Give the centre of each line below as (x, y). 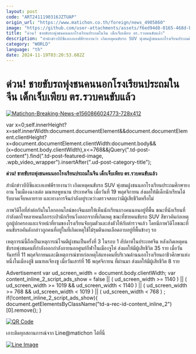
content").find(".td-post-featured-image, (55, 156)
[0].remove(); (22, 310)
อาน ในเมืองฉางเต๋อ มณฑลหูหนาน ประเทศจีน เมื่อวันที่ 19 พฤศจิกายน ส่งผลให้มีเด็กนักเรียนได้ (96, 191)
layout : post (22, 11)
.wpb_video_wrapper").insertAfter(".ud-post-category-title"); (79, 162)
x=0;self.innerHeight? (41, 125)
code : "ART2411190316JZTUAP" (41, 17)
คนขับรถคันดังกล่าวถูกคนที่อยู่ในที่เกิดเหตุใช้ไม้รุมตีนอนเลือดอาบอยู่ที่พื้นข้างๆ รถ (81, 229)
